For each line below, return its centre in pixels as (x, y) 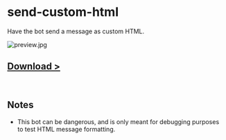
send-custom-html (63, 12)
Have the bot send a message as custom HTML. (76, 31)
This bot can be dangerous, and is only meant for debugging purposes (118, 121)
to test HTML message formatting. (66, 129)
